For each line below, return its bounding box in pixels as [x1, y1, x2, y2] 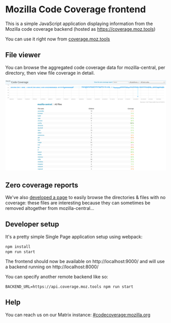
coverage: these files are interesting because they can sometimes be [5, 200, 151, 206]
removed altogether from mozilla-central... [5, 205, 94, 211]
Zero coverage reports [5, 181, 79, 189]
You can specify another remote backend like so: [5, 273, 108, 279]
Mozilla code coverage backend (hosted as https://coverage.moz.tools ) [5, 26, 156, 32]
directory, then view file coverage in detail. [5, 70, 95, 76]
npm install [5, 244, 31, 249]
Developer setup [5, 220, 60, 229]
